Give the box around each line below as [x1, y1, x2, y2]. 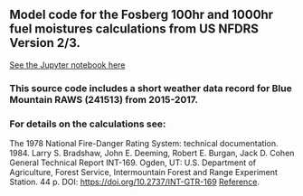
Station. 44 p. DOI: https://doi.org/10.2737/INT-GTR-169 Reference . [9, 176, 260, 188]
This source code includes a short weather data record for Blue [9, 81, 292, 94]
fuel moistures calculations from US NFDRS [9, 22, 260, 37]
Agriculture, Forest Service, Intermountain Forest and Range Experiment [9, 167, 279, 178]
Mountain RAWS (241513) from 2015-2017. [9, 93, 199, 106]
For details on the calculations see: [9, 117, 166, 130]
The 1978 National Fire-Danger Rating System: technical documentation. [9, 138, 279, 149]
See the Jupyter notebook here [9, 59, 126, 70]
